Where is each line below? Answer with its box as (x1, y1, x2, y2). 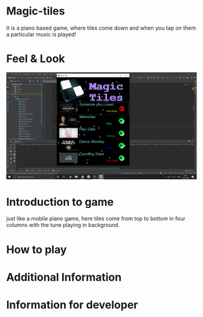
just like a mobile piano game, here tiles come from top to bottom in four (6, 215, 186, 222)
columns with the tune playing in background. (6, 221, 120, 229)
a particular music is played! (6, 30, 77, 38)
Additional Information (6, 270, 122, 284)
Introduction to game (6, 195, 114, 209)
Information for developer (6, 298, 138, 312)
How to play (6, 243, 67, 257)
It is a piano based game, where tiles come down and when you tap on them (6, 24, 196, 31)
